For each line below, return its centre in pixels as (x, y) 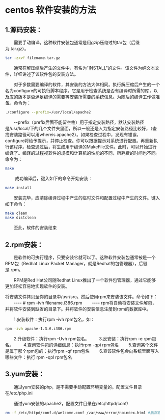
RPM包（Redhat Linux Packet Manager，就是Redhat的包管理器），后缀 (76, 264)
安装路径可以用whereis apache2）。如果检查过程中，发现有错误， (75, 134)
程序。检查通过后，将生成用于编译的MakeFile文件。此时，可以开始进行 (85, 147)
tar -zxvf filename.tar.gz (33, 58)
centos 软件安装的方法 (51, 10)
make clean (16, 213)
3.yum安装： (25, 374)
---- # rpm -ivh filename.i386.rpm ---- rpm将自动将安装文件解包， (85, 303)
